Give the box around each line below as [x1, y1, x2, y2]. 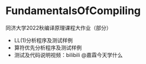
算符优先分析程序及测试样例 [14, 44, 82, 51]
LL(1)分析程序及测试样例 [14, 36, 73, 43]
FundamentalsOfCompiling [5, 4, 141, 18]
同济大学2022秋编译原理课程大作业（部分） [5, 24, 112, 31]
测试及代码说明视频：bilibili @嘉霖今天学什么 [14, 51, 123, 58]
